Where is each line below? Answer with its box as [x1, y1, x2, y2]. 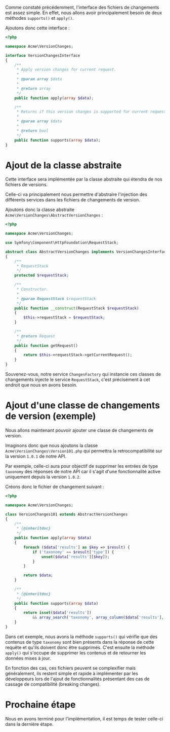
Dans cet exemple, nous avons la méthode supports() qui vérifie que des [5, 634, 158, 640]
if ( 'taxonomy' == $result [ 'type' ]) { [32, 549, 114, 554]
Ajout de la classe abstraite [5, 159, 122, 171]
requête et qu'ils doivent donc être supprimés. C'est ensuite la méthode [5, 644, 155, 650]
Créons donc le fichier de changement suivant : [5, 484, 105, 490]
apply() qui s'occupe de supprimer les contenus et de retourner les [5, 649, 146, 656]
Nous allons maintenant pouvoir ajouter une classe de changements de [5, 427, 153, 433]
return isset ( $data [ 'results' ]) [23, 610, 92, 615]
